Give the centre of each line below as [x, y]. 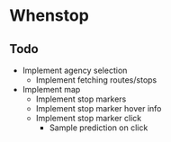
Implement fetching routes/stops [96, 80]
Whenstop [49, 16]
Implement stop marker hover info [99, 108]
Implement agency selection [75, 70]
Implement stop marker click [89, 118]
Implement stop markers [81, 99]
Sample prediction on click [99, 128]
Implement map [51, 89]
